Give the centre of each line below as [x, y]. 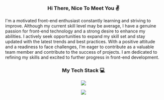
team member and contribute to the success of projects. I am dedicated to [81, 52]
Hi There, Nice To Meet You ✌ [83, 8]
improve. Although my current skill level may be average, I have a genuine [81, 26]
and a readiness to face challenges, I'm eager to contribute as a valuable [80, 47]
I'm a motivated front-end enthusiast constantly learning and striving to [78, 21]
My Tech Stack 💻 [83, 70]
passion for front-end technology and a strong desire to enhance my [75, 31]
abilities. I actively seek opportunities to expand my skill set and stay [75, 36]
